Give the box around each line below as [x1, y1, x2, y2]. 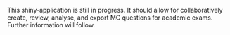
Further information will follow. [7, 21, 95, 29]
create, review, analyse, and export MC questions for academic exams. [7, 13, 213, 22]
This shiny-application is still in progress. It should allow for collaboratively [7, 6, 223, 14]
